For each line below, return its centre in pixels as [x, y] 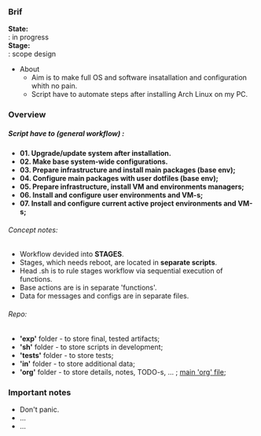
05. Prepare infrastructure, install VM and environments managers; [132, 187]
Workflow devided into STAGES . [72, 254]
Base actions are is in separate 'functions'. [88, 288]
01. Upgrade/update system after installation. [95, 153]
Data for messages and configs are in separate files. [104, 296]
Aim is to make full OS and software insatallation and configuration [139, 78]
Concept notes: [33, 230]
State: [18, 29]
